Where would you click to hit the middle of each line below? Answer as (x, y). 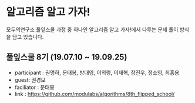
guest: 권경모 (30, 79)
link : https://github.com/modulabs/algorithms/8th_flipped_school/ (95, 94)
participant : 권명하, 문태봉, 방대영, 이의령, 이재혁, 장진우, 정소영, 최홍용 (97, 72)
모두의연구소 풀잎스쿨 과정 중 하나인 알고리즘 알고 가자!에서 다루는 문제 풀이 (92, 29)
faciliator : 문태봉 (34, 87)
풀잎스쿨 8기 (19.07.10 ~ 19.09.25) (67, 57)
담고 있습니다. (28, 36)
